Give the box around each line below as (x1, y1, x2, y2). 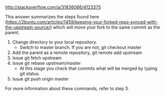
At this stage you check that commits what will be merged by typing (19, 65, 158, 71)
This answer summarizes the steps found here (5, 14, 99, 19)
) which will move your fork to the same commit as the (50, 24, 160, 30)
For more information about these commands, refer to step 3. (5, 86, 130, 91)
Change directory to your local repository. (12, 39, 98, 45)
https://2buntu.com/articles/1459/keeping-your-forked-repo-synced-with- (6, 19, 158, 25)
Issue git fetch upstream (12, 55, 62, 61)
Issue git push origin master (12, 76, 69, 82)
